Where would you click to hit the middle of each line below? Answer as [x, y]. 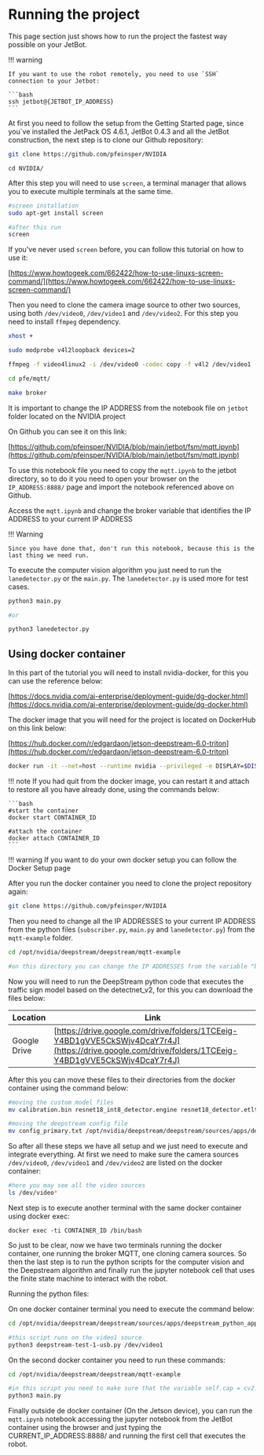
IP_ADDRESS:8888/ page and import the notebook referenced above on [121, 487]
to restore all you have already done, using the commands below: [114, 790]
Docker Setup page [40, 868]
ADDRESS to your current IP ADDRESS [71, 519]
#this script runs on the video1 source [75, 1337]
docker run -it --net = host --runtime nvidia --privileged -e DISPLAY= [126, 766]
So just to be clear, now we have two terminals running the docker [115, 1245]
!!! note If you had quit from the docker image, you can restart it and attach [129, 781]
